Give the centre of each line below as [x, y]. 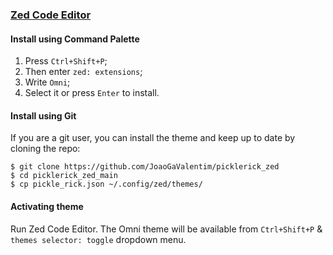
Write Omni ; [47, 82]
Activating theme [47, 206]
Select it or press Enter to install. [92, 93]
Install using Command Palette [75, 39]
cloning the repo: [45, 149]
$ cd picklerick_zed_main [64, 176]
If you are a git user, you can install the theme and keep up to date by [153, 138]
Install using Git [43, 115]
